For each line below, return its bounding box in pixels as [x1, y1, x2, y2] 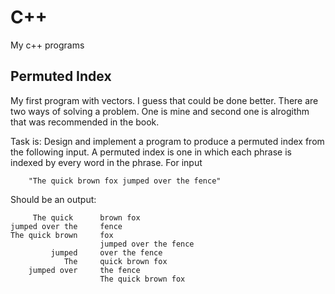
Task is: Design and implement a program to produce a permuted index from [10, 135, 325, 147]
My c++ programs [10, 39, 85, 51]
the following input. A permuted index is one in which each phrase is [10, 146, 292, 158]
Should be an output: [10, 193, 97, 205]
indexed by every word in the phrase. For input [10, 156, 203, 168]
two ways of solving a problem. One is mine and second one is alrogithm [10, 105, 310, 117]
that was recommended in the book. [10, 116, 160, 128]
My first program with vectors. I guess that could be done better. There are [10, 94, 319, 106]
